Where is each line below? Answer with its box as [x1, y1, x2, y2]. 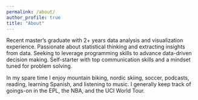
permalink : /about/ [6, 8, 56, 15]
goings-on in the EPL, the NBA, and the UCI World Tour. [6, 87, 145, 95]
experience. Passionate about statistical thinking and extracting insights [6, 43, 186, 50]
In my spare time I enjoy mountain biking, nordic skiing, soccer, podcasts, [6, 74, 190, 82]
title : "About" [6, 20, 45, 26]
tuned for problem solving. [6, 62, 73, 70]
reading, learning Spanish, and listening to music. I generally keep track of [6, 81, 192, 88]
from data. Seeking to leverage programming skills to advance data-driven [6, 50, 192, 57]
